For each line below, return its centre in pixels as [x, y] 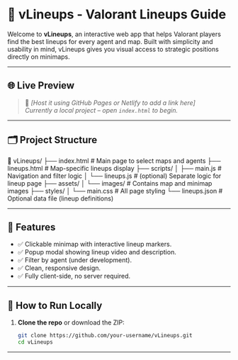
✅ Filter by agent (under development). [75, 260]
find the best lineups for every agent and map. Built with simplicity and [110, 41]
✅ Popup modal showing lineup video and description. [97, 252]
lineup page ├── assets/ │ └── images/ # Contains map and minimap [110, 183]
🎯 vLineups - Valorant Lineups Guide [117, 15]
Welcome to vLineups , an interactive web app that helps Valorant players [114, 34]
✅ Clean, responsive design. [59, 268]
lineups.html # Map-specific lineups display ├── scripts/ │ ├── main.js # [114, 168]
